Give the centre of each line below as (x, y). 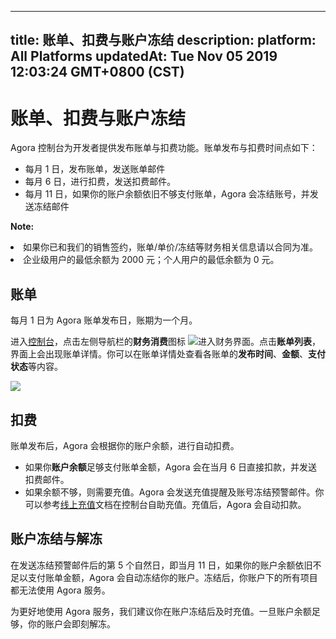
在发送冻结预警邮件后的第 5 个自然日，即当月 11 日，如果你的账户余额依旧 (161, 565)
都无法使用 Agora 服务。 (60, 590)
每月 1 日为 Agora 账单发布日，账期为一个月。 (104, 320)
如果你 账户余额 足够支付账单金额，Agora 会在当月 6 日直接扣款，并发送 (171, 467)
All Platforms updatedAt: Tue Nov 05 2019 (144, 56)
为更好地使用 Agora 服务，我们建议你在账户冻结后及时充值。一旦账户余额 (161, 611)
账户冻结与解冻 (56, 539)
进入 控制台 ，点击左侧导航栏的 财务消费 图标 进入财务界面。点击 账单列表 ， (165, 342)
